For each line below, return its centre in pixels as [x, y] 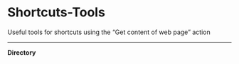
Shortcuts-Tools [56, 12]
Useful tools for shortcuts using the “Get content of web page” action [109, 32]
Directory [22, 52]
